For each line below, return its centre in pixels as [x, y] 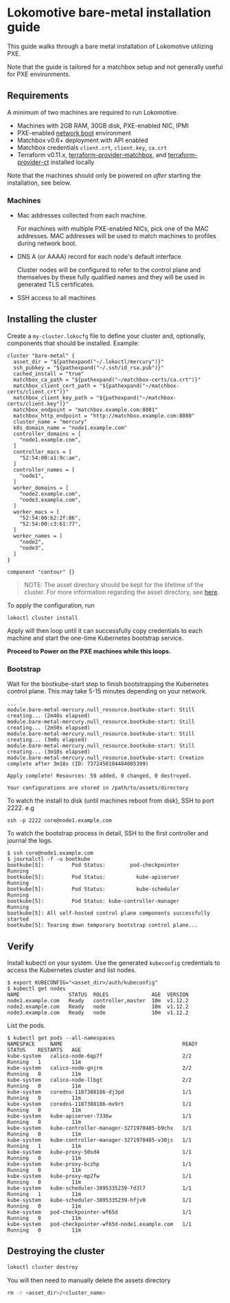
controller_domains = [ [47, 434]
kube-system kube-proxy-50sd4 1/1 [100, 1152]
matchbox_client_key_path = [54, 397]
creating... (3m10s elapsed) [49, 752]
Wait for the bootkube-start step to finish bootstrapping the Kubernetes [108, 684]
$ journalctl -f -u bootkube [49, 860]
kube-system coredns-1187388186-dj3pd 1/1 [100, 1092]
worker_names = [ [38, 536]
